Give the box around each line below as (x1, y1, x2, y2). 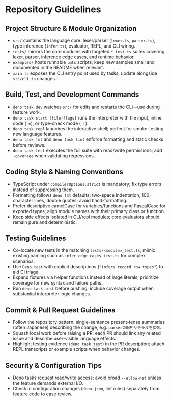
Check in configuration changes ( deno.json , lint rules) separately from (12, 386, 160, 392)
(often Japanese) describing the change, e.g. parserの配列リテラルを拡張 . (12, 324, 162, 331)
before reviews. (12, 141, 46, 148)
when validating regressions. (35, 152, 95, 159)
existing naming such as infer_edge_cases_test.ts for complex (12, 253, 146, 259)
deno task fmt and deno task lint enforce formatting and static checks (12, 136, 164, 143)
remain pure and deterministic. (12, 219, 77, 225)
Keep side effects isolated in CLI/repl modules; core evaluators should (12, 214, 160, 220)
